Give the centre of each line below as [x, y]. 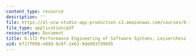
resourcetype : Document [35, 33]
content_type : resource [35, 11]
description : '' [26, 17]
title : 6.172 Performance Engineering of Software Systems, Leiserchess [96, 38]
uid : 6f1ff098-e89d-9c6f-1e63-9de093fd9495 [60, 44]
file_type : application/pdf [40, 28]
